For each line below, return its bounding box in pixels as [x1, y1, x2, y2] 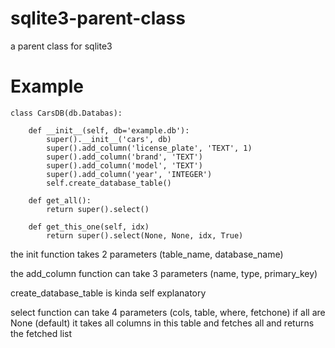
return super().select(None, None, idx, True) [46, 230, 244, 241]
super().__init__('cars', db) [46, 134, 172, 144]
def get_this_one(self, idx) [28, 222, 150, 232]
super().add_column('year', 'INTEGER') [46, 169, 213, 179]
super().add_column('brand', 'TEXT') [46, 152, 203, 162]
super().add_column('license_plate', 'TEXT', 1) [46, 143, 253, 153]
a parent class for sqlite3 [10, 40, 113, 52]
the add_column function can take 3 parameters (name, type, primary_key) [10, 267, 318, 279]
